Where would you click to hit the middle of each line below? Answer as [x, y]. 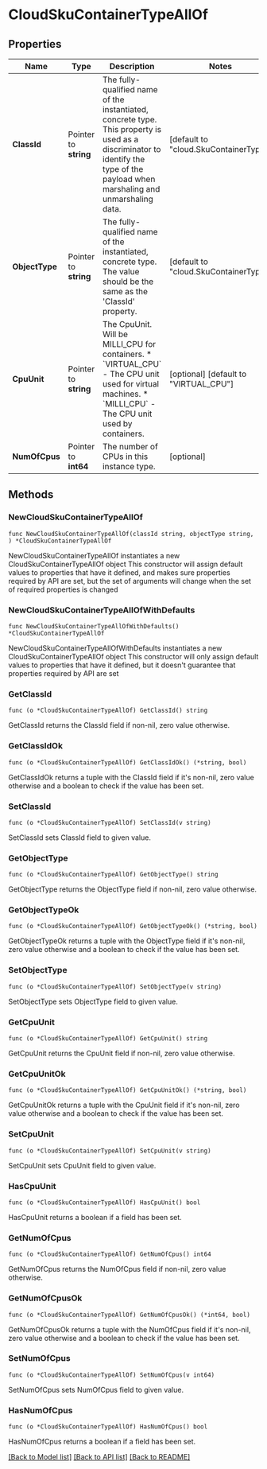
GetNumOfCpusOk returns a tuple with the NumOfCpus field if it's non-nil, [130, 1329]
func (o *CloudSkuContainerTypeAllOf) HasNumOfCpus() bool [108, 1427]
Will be [115, 334]
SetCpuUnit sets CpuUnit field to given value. [82, 1165]
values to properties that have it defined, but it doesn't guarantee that [122, 665]
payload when [129, 179]
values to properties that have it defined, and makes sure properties [119, 572]
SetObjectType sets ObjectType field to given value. [93, 1001]
